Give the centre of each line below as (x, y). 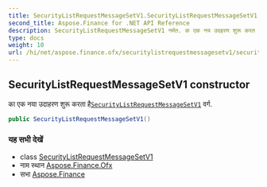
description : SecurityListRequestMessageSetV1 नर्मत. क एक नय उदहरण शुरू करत (132, 30)
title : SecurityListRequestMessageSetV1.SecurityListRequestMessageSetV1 (133, 16)
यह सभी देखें (26, 139)
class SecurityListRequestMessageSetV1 (86, 157)
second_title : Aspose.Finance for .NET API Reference (99, 23)
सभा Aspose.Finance (52, 174)
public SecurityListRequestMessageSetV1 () (79, 119)
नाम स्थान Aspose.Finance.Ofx (66, 165)
